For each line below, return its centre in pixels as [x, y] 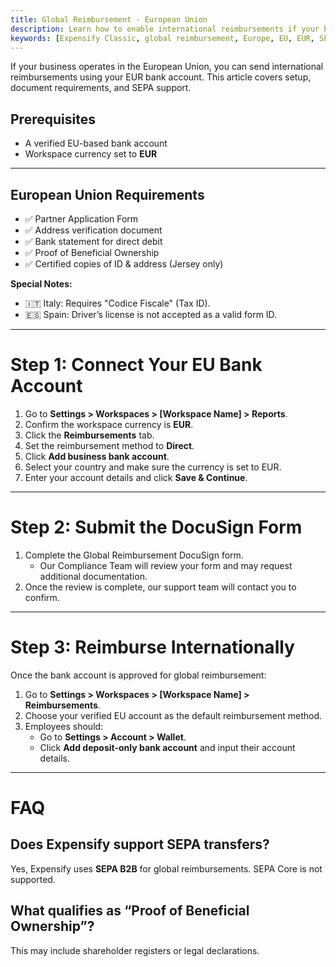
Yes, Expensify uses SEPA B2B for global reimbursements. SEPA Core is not [166, 868]
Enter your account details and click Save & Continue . [136, 477]
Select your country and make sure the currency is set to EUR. [153, 467]
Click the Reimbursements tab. [89, 435]
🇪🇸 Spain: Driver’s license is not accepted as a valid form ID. [151, 314]
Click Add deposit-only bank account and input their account [167, 747]
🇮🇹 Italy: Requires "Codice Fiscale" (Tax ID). [117, 303]
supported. [33, 879]
